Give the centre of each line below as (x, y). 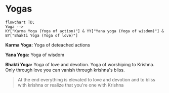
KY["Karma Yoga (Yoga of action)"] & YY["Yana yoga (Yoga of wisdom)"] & (85, 31)
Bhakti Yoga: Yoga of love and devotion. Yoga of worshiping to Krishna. (80, 64)
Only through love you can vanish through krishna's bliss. (65, 70)
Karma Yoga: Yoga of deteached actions (48, 45)
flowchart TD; (20, 22)
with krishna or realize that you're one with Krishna (71, 85)
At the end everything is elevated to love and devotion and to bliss (86, 79)
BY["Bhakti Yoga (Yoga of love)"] (42, 35)
